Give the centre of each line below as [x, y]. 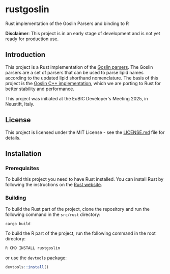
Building [16, 198]
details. [13, 138]
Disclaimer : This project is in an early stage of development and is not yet [83, 33]
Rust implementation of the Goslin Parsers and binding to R [67, 23]
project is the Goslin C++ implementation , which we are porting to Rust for [83, 83]
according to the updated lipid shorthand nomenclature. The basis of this [82, 78]
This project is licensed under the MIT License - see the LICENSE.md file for [85, 132]
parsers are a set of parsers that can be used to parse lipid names [75, 72]
